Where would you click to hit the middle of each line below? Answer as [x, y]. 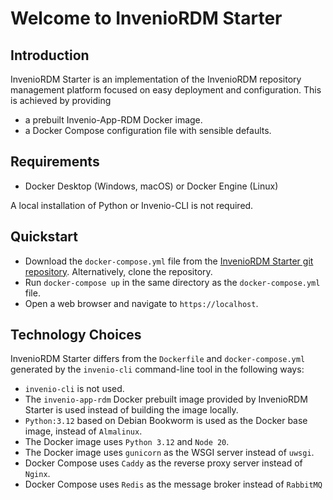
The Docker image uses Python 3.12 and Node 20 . [127, 442]
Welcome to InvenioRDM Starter [146, 18]
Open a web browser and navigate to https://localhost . [141, 303]
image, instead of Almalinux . [83, 431]
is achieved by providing [61, 100]
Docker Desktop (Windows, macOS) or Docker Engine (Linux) [151, 186]
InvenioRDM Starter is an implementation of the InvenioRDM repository [156, 79]
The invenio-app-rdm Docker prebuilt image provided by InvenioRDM [166, 399]
